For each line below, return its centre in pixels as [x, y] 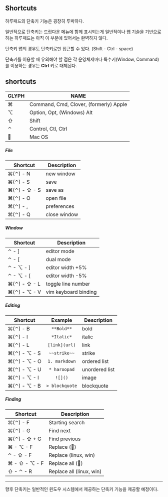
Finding [13, 399]
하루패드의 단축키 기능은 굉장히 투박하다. [44, 21]
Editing [13, 305]
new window [61, 174]
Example [62, 320]
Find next [60, 430]
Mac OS [39, 137]
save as [55, 190]
